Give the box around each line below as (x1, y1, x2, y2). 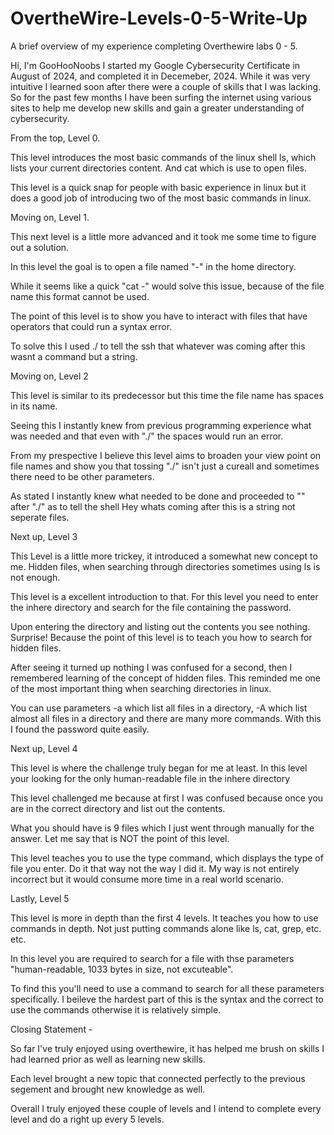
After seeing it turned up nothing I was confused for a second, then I (10, 661, 293, 673)
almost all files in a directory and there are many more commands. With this (10, 712, 322, 724)
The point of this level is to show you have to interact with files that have (10, 310, 308, 322)
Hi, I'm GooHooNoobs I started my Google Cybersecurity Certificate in (10, 59, 301, 71)
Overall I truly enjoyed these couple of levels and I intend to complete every (10, 1102, 322, 1114)
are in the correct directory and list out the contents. (10, 802, 226, 814)
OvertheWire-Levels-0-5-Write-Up (10, 7, 308, 30)
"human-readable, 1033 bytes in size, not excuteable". (10, 963, 234, 975)
